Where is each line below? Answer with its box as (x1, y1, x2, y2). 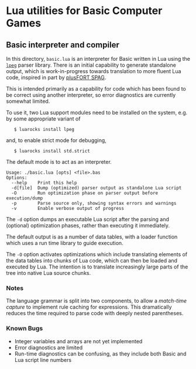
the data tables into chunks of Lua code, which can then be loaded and (6, 257, 177, 264)
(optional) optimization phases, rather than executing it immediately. (6, 222, 170, 229)
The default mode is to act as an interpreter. (6, 158, 112, 165)
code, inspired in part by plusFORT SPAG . (6, 74, 106, 81)
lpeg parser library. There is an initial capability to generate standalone (6, 61, 177, 68)
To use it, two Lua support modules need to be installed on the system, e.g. (6, 109, 188, 116)
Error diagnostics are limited (14, 344, 83, 351)
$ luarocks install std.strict (13, 148, 91, 154)
